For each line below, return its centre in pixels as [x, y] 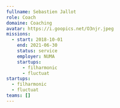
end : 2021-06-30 [37, 46]
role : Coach [21, 17]
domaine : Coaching [29, 23]
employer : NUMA [36, 56]
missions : [19, 34]
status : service [37, 51]
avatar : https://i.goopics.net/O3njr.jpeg [60, 28]
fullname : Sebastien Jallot [41, 12]
